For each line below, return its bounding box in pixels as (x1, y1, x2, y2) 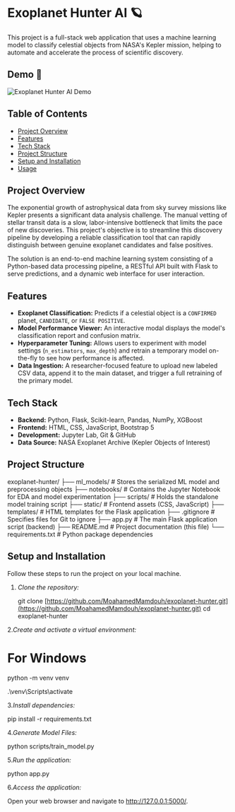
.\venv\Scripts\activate (7, 687, 73, 695)
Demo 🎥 (7, 69, 42, 81)
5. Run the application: (7, 755, 72, 764)
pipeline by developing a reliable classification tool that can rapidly (7, 233, 201, 242)
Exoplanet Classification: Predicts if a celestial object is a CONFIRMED (17, 309, 217, 317)
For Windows (7, 650, 87, 666)
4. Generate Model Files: (7, 728, 78, 736)
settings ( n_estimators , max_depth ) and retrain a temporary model (17, 346, 207, 355)
